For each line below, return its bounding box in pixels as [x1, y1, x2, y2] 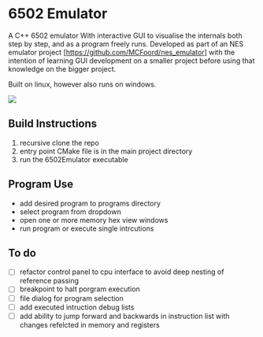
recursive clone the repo [19, 138, 100, 147]
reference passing [19, 276, 80, 286]
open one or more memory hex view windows [19, 215, 169, 224]
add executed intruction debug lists [19, 302, 135, 312]
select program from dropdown [19, 206, 122, 217]
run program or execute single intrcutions [19, 224, 154, 233]
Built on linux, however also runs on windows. [8, 80, 157, 89]
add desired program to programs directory [19, 198, 161, 208]
